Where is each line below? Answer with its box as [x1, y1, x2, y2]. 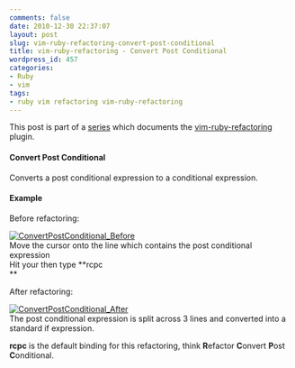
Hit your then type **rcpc [9, 259, 103, 270]
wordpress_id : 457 [9, 55, 78, 64]
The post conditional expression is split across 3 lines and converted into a [9, 313, 286, 324]
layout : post [9, 30, 58, 39]
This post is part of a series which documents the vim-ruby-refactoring [9, 122, 273, 133]
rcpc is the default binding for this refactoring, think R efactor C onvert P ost [9, 340, 286, 351]
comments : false [9, 13, 70, 23]
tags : [9, 88, 30, 97]
